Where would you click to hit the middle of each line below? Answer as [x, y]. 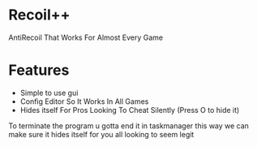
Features [39, 70]
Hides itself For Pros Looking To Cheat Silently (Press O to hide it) [130, 110]
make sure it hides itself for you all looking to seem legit [101, 134]
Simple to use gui [49, 93]
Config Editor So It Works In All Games [84, 101]
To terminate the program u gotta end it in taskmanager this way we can [129, 125]
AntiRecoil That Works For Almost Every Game [86, 37]
